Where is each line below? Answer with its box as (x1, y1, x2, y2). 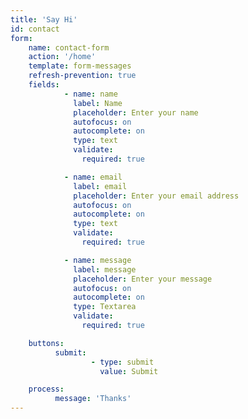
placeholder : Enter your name (73, 107, 199, 118)
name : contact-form (28, 42, 110, 53)
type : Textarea (73, 302, 137, 312)
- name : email (63, 172, 123, 182)
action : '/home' (28, 52, 97, 62)
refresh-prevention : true (28, 71, 137, 81)
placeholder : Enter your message (73, 274, 213, 284)
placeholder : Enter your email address (73, 191, 240, 201)
